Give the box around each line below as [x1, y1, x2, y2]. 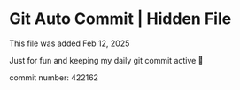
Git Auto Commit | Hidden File [9, 9, 232, 29]
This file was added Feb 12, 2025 [9, 38, 130, 49]
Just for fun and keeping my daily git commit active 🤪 [9, 55, 204, 65]
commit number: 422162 [9, 71, 99, 83]
